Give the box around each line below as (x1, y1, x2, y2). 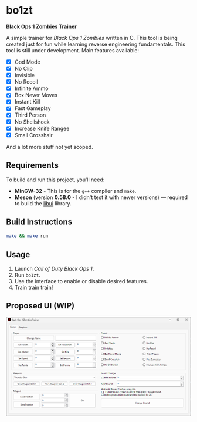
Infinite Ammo (14, 85, 49, 92)
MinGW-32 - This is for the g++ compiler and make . (14, 187, 137, 194)
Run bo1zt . (14, 271, 41, 278)
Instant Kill (14, 98, 40, 105)
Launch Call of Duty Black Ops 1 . (14, 265, 94, 272)
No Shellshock (14, 118, 50, 125)
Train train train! (14, 284, 53, 291)
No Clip (14, 65, 33, 72)
